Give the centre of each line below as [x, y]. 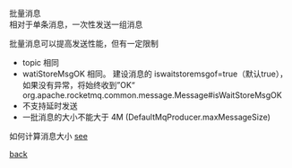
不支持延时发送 [50, 106]
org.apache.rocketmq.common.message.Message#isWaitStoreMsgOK [152, 95]
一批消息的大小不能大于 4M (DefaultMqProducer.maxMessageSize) [146, 117]
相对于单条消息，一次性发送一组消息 [76, 24]
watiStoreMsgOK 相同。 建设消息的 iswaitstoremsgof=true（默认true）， [155, 74]
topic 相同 [41, 62]
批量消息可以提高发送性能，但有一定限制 [84, 44]
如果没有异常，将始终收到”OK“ [79, 85]
